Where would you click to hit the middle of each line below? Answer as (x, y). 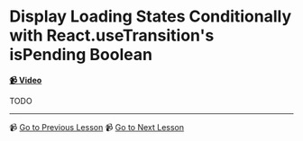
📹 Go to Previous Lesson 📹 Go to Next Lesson (97, 127)
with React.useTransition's (112, 35)
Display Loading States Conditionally (151, 17)
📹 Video (26, 80)
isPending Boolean (81, 55)
